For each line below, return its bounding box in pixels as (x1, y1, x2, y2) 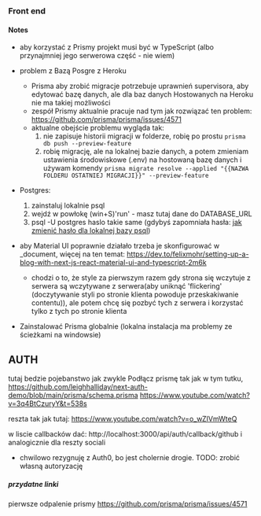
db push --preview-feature (42, 140, 132, 148)
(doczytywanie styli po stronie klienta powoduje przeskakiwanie (31, 289, 239, 300)
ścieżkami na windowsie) (19, 330, 101, 340)
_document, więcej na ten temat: (19, 249, 126, 259)
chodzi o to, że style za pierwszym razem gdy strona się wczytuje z (31, 273, 252, 282)
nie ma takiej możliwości (31, 98, 111, 108)
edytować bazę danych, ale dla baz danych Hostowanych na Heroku (31, 90, 254, 99)
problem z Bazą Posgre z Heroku (19, 66, 127, 76)
